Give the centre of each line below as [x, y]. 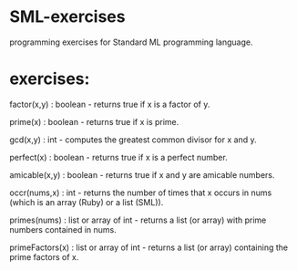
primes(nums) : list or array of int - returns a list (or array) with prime [138, 220]
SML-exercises [67, 17]
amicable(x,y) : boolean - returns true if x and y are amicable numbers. [142, 174]
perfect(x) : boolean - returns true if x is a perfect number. [118, 157]
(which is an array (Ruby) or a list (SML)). [87, 202]
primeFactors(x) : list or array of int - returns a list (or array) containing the [149, 247]
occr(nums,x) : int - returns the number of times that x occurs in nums [141, 193]
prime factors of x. [44, 256]
